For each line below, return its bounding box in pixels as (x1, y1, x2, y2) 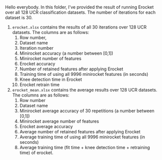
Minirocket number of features (19, 56, 82, 61)
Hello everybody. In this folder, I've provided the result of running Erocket (5, 4, 154, 10)
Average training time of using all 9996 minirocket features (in (19, 134, 145, 140)
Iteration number (19, 45, 54, 51)
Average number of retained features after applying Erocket (19, 129, 141, 134)
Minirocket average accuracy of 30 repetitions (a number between (19, 108, 155, 114)
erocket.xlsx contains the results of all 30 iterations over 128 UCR (12, 24, 147, 30)
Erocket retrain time (19, 82, 60, 88)
